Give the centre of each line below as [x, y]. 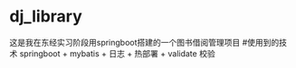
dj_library [46, 17]
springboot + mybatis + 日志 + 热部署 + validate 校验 [117, 53]
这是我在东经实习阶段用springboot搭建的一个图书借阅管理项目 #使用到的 [144, 42]
